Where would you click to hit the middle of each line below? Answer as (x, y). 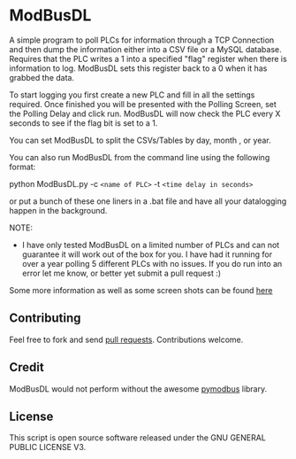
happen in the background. (58, 210)
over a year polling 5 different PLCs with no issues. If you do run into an (152, 263)
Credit (27, 367)
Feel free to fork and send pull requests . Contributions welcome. (126, 339)
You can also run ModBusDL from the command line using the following (140, 157)
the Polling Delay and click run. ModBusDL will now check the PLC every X (145, 113)
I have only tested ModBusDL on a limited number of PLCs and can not (151, 245)
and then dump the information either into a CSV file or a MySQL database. (145, 49)
